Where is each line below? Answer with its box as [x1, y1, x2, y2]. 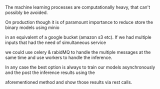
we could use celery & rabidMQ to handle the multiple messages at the [5, 49, 151, 55]
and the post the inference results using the [5, 69, 95, 75]
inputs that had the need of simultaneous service [5, 39, 106, 45]
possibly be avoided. [5, 9, 48, 15]
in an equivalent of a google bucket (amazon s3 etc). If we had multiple [5, 34, 151, 40]
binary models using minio [5, 24, 60, 30]
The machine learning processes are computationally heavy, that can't [5, 4, 150, 10]
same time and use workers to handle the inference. [5, 54, 112, 60]
